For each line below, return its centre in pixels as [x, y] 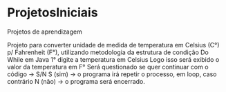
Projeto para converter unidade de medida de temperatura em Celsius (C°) [113, 45]
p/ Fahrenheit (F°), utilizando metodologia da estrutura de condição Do [108, 52]
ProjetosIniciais [53, 13]
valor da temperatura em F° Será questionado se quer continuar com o [108, 67]
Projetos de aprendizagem [45, 32]
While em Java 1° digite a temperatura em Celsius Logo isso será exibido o [113, 59]
